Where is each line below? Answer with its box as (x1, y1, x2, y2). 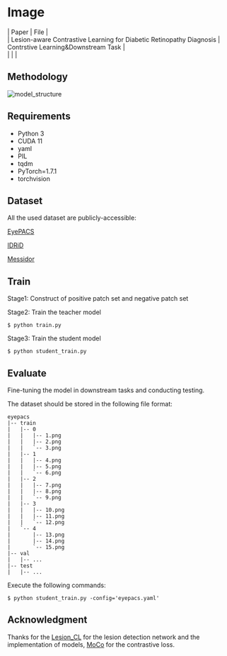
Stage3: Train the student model (7, 334, 101, 343)
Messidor (7, 255, 35, 263)
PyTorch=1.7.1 (17, 167, 57, 175)
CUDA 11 (17, 136, 43, 145)
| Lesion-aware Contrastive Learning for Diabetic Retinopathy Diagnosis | (7, 35, 221, 43)
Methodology (7, 71, 69, 83)
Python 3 (17, 129, 45, 138)
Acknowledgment (7, 614, 88, 626)
